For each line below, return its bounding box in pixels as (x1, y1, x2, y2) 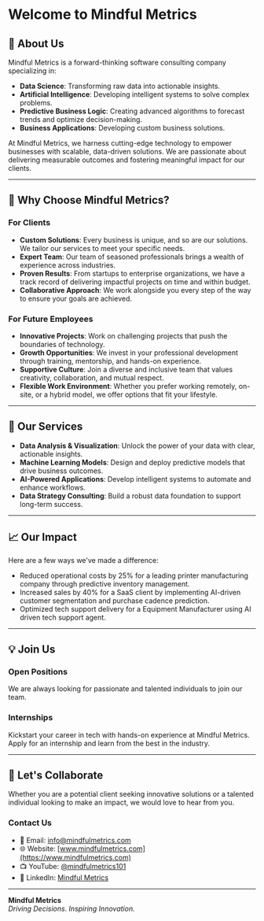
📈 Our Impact (8, 531, 77, 544)
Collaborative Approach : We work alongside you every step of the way (19, 285, 251, 294)
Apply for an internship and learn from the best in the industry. (8, 738, 211, 748)
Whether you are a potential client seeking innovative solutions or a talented (8, 790, 254, 799)
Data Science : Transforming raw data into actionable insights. (19, 81, 221, 91)
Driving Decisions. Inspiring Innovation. (8, 904, 135, 913)
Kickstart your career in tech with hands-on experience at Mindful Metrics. (8, 730, 250, 739)
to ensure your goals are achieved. (19, 294, 132, 303)
